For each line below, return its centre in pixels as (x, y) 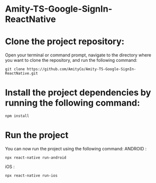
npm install (17, 116)
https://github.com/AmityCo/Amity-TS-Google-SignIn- (81, 69)
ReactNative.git (21, 73)
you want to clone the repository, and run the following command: (71, 60)
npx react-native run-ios (31, 176)
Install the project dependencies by (78, 93)
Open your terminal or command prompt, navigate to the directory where (78, 55)
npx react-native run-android (36, 158)
